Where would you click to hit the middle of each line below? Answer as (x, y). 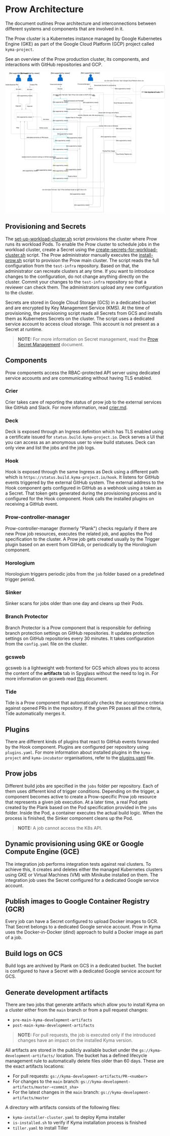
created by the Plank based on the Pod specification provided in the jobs (81, 807)
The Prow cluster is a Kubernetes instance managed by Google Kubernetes (83, 38)
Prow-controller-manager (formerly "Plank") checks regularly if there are (81, 528)
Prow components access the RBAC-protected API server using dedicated (83, 373)
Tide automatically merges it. (35, 714)
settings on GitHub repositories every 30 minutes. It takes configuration (80, 638)
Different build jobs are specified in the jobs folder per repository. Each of (82, 786)
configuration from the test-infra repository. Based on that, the (72, 266)
